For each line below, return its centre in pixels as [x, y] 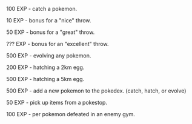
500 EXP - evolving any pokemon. [49, 56]
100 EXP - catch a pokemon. [42, 9]
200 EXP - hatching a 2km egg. [45, 67]
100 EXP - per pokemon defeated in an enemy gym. [71, 114]
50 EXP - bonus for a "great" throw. [51, 32]
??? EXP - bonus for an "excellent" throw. [58, 44]
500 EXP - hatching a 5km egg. [45, 79]
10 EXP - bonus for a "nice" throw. [49, 20]
